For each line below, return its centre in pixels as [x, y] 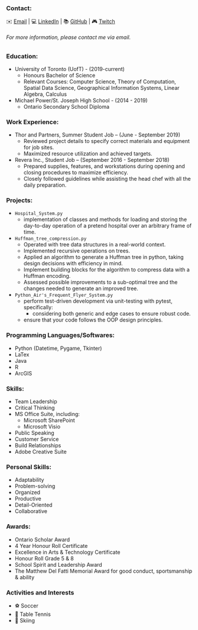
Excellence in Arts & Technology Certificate [67, 552]
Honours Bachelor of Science [59, 75]
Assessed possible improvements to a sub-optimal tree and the [100, 282]
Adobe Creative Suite [40, 452]
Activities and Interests [40, 592]
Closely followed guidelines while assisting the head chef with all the [107, 179]
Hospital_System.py [39, 214]
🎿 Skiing [25, 620]
